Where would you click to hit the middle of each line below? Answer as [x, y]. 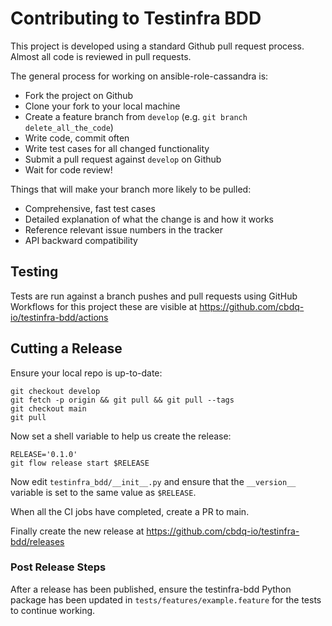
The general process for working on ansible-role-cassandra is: [139, 76]
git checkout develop [55, 391]
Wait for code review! [68, 169]
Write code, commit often [77, 138]
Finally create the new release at [77, 531]
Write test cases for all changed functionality [117, 148]
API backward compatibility [81, 240]
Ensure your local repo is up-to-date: [86, 373]
